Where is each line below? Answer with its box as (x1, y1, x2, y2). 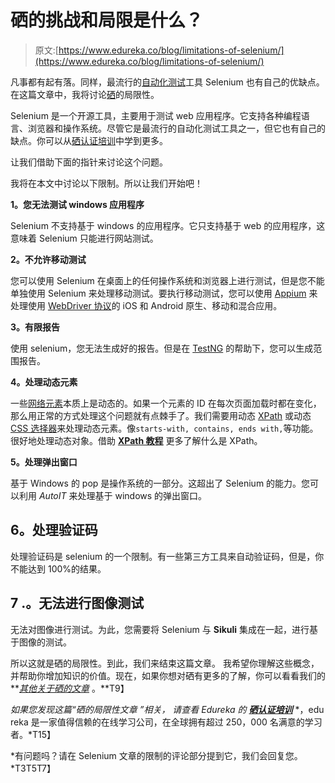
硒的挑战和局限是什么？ (10, 9, 204, 32)
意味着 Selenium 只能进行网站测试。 (10, 232, 159, 244)
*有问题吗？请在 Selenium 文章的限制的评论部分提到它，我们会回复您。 (10, 749, 303, 761)
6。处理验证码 (10, 522, 98, 539)
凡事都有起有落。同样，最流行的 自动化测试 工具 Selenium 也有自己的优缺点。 (10, 76, 325, 88)
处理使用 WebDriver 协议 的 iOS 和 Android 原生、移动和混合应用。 (10, 299, 283, 311)
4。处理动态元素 (10, 376, 78, 388)
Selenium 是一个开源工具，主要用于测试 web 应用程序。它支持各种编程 (10, 109, 302, 121)
